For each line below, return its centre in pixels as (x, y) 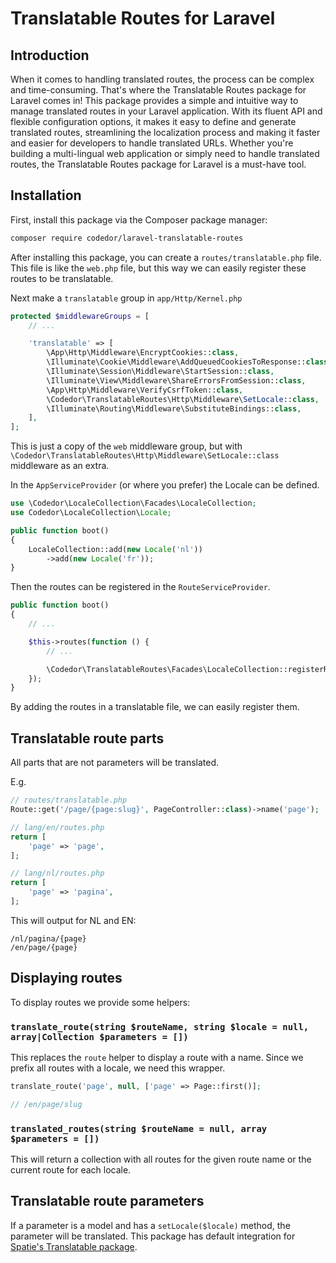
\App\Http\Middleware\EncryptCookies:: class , (143, 353)
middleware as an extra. (60, 466)
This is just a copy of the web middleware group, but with (126, 446)
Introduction (50, 55)
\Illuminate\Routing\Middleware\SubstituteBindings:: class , (174, 408)
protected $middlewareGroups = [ (80, 316)
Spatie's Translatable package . (74, 1246)
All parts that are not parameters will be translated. (115, 763)
